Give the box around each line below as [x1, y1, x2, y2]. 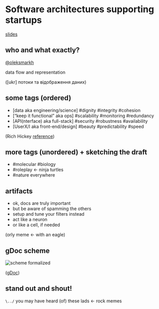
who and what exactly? [5, 46, 80, 54]
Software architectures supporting [5, 4, 154, 15]
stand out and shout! [5, 284, 72, 293]
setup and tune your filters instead [12, 211, 85, 217]
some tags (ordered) [5, 94, 71, 102]
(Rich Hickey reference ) [5, 133, 55, 139]
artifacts [5, 187, 33, 195]
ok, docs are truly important [12, 200, 71, 207]
